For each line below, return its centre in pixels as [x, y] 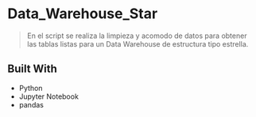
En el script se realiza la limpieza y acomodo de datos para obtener [137, 36]
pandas [31, 104]
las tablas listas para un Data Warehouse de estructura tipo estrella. [138, 43]
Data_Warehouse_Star [83, 14]
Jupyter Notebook [48, 96]
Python [31, 88]
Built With [32, 69]
